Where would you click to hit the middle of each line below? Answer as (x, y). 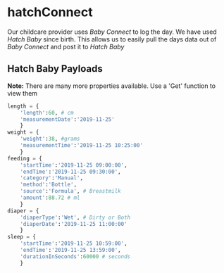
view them (22, 93)
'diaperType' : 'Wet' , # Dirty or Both (75, 217)
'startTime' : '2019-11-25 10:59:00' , (74, 243)
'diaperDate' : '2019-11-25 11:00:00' (74, 224)
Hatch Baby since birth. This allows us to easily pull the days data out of (112, 39)
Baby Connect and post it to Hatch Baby (66, 46)
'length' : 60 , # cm (47, 113)
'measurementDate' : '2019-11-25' (67, 119)
